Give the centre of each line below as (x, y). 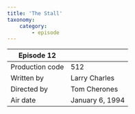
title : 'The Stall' (35, 13)
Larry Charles (93, 78)
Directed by (29, 89)
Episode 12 (37, 55)
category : (34, 26)
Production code (37, 67)
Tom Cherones (95, 89)
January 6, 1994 (98, 100)
